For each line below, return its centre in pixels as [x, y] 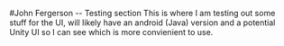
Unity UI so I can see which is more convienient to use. [111, 32]
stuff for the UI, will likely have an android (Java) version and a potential [142, 23]
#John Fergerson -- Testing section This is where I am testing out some [142, 13]
